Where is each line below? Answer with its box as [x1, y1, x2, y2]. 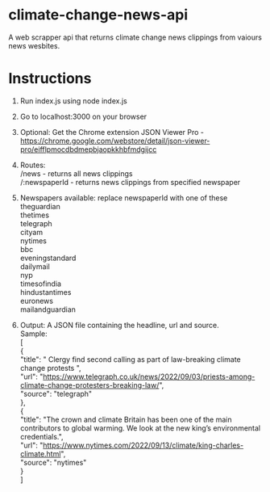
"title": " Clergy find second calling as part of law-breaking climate [19, 354, 241, 364]
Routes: [19, 160, 46, 170]
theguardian [19, 201, 60, 211]
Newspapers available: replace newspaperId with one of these [19, 192, 228, 203]
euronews [19, 296, 54, 305]
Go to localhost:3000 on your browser [19, 111, 147, 121]
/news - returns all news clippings [19, 168, 133, 179]
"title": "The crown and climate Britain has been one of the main [19, 414, 232, 424]
